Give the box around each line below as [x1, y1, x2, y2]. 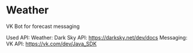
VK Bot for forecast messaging [6, 23, 80, 30]
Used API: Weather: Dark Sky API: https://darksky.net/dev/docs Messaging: [6, 34, 188, 41]
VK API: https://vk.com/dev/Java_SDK [6, 40, 97, 47]
